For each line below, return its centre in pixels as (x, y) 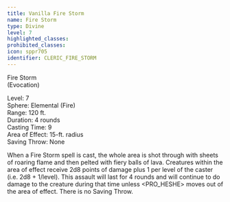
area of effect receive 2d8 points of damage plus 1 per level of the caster (110, 169)
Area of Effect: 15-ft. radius (45, 134)
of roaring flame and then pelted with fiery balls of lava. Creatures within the (115, 162)
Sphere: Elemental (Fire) (41, 105)
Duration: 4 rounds (34, 120)
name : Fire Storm (32, 20)
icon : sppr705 (27, 52)
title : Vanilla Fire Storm (46, 13)
